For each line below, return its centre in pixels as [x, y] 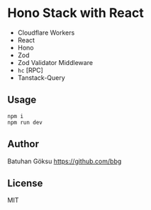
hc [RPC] [30, 70]
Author [23, 144]
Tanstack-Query [41, 77]
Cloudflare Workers [46, 33]
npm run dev [25, 122]
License [25, 183]
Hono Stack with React [75, 13]
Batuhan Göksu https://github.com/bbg [65, 161]
